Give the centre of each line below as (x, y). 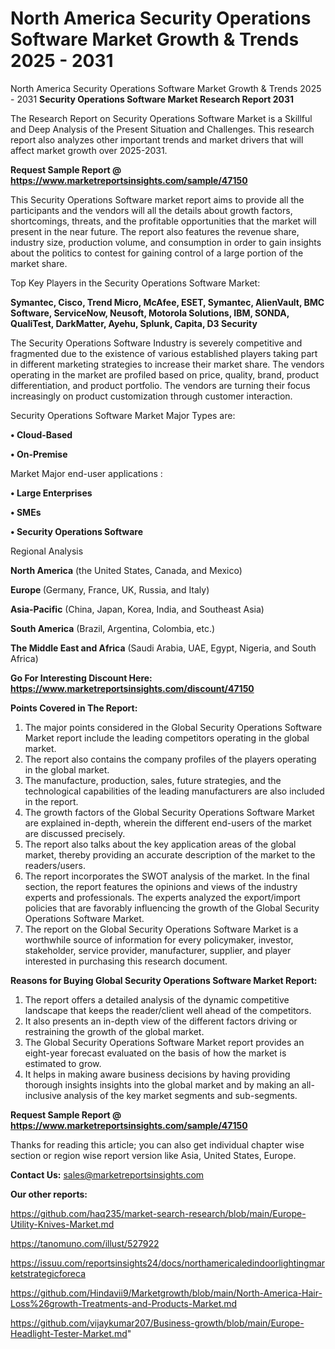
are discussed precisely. (75, 833)
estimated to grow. (63, 1063)
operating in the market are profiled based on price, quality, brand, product (165, 374)
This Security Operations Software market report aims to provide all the (157, 199)
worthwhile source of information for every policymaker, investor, (159, 939)
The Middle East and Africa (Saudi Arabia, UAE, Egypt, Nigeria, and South (163, 648)
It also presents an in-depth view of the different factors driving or (161, 1021)
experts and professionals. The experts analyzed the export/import (162, 897)
